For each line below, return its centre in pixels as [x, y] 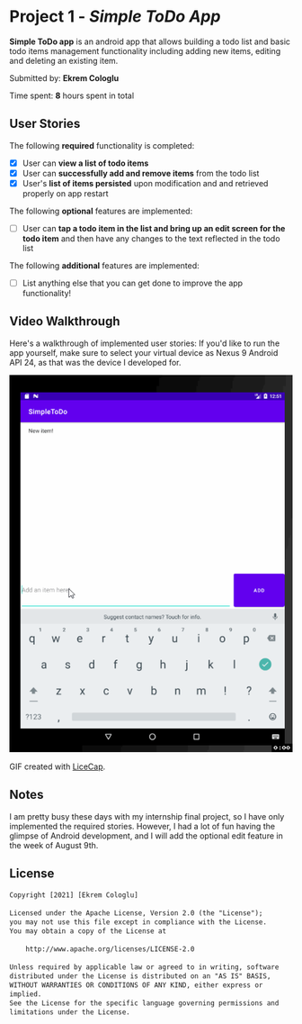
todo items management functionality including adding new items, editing [145, 50]
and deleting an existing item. [64, 60]
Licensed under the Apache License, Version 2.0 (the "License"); [136, 913]
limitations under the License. [70, 1012]
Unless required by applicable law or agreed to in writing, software [144, 967]
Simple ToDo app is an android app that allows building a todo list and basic [150, 41]
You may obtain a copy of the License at [88, 931]
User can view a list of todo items [85, 163]
